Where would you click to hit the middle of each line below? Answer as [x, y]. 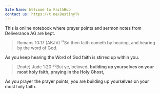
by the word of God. [37, 48]
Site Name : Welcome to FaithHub [38, 9]
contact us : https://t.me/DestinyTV [42, 14]
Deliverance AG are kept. [30, 33]
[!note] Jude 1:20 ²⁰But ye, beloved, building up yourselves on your [86, 67]
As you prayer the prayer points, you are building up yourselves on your [77, 81]
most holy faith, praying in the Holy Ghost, [61, 72]
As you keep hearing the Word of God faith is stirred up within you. [72, 57]
